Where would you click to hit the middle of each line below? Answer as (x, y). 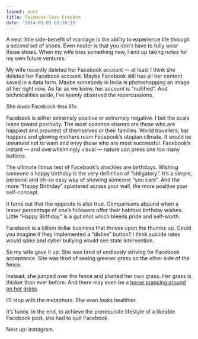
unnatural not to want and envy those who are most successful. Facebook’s (98, 143)
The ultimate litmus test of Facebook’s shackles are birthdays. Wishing (92, 167)
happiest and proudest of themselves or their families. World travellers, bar (98, 130)
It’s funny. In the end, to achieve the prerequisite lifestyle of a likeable (91, 312)
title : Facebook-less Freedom (44, 17)
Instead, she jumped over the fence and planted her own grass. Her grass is (99, 276)
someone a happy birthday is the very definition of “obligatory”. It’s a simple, (99, 174)
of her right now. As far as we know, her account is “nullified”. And (87, 89)
